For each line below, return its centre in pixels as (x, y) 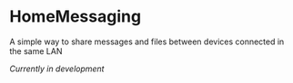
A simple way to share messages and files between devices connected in (147, 41)
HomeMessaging (76, 17)
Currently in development (57, 69)
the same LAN (36, 51)
